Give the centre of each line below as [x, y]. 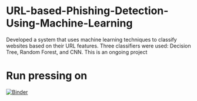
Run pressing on [47, 76]
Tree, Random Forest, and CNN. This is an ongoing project [77, 52]
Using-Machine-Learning [69, 23]
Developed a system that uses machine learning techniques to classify [92, 39]
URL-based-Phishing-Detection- [87, 11]
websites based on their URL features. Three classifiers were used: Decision [98, 46]
